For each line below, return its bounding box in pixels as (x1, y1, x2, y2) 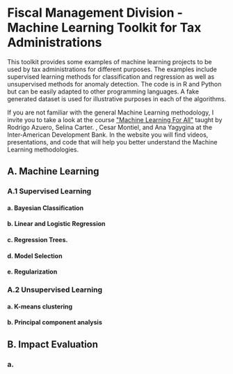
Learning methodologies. (7, 145, 79, 154)
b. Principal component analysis (7, 318, 102, 327)
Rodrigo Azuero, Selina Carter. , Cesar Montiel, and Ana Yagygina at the (7, 123, 213, 131)
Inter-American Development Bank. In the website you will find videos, (7, 130, 209, 139)
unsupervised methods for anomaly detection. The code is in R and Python (7, 80, 222, 88)
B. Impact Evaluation (7, 338, 99, 350)
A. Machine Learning (7, 165, 99, 177)
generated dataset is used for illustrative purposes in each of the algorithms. (7, 94, 227, 103)
